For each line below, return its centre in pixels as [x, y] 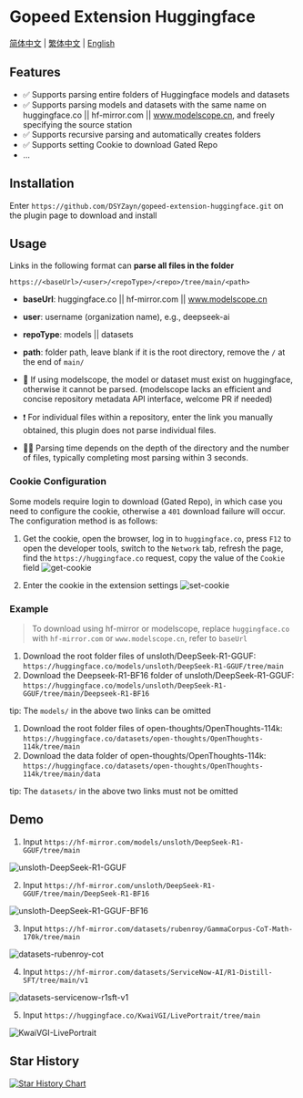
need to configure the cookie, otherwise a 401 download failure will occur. [147, 511]
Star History [45, 1061]
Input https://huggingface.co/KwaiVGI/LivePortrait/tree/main [141, 1015]
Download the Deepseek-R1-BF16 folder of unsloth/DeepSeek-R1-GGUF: [158, 675]
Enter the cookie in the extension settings [101, 585]
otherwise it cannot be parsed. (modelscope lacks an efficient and [146, 389]
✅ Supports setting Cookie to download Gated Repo [120, 144]
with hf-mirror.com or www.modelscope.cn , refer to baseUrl [139, 638]
